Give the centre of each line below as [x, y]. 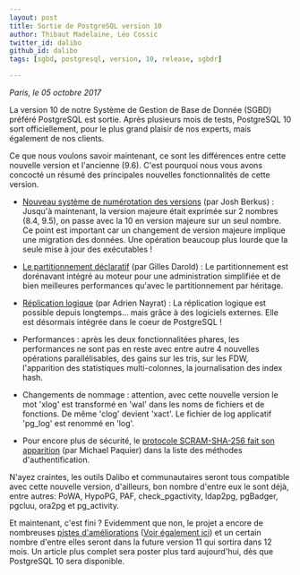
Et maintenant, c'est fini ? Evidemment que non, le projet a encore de [137, 523]
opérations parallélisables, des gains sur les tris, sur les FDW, [135, 358]
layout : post [34, 17]
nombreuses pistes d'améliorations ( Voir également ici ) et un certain [135, 532]
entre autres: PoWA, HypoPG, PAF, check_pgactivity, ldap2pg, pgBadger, [144, 496]
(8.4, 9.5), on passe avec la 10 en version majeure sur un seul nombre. [152, 221]
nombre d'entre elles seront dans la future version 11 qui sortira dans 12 [141, 542]
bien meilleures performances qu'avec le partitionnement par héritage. [153, 286]
